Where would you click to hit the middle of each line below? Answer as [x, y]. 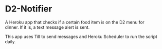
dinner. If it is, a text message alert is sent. [47, 27]
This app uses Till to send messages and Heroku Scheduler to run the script [81, 37]
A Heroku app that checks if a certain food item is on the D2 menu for [75, 22]
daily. [10, 41]
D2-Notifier [29, 9]
